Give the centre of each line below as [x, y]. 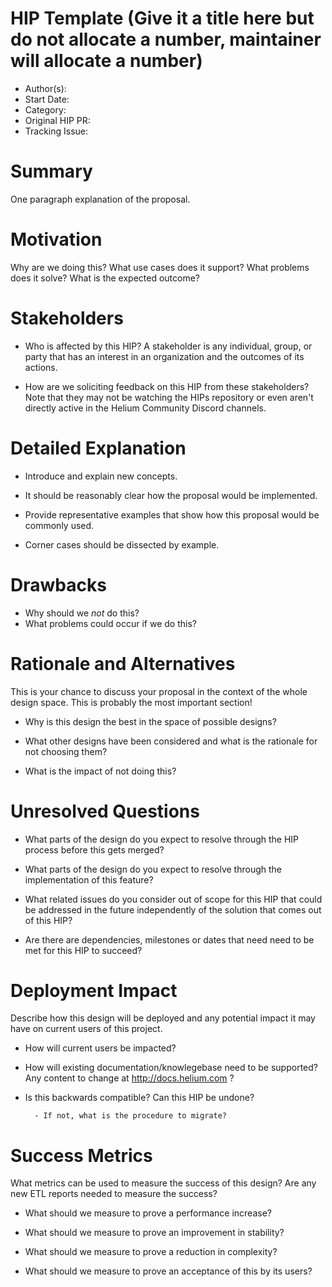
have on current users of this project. [86, 1029]
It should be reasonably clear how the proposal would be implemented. [171, 495]
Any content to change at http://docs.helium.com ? [129, 1078]
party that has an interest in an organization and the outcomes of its [164, 356]
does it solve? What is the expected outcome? [105, 278]
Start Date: [47, 99]
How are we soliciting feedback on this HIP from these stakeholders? [167, 386]
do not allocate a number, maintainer [166, 39]
